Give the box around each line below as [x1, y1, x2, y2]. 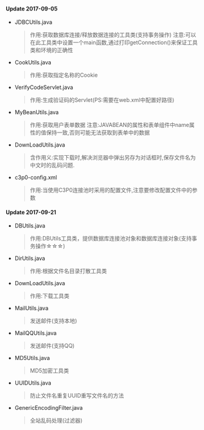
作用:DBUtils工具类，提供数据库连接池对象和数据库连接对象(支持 [29, 235, 192, 242]
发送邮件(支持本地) [29, 317, 77, 324]
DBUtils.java [14, 222, 45, 229]
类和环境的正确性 [29, 47, 74, 54]
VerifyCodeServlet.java [14, 83, 74, 91]
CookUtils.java [14, 59, 51, 66]
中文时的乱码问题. [29, 161, 75, 169]
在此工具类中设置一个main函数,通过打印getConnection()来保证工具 [29, 39, 198, 46]
